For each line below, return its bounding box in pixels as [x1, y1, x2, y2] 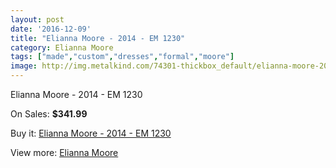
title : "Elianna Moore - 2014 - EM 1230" [10, 33, 186, 43]
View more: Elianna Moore [10, 147, 119, 158]
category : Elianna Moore [10, 42, 114, 53]
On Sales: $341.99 [10, 108, 88, 120]
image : [10, 61, 38, 71]
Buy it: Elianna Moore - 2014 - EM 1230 [10, 127, 172, 139]
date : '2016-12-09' [10, 24, 92, 34]
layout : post [10, 14, 65, 25]
